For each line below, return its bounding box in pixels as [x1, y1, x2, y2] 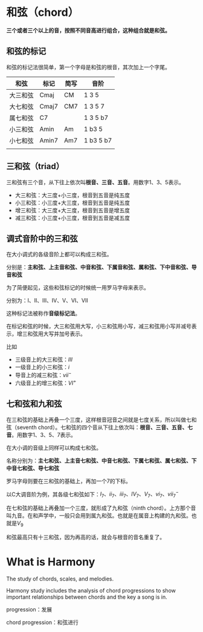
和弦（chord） [6, 5, 79, 19]
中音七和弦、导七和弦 [6, 464, 59, 471]
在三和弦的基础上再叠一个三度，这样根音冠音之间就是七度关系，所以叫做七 [6, 416, 192, 423]
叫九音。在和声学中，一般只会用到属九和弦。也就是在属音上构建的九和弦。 [6, 511, 192, 519]
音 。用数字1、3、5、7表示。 [6, 431, 77, 438]
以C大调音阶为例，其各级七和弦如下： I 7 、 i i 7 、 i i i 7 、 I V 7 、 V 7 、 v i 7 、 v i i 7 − [6, 489, 179, 499]
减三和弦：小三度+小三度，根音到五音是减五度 [14, 214, 130, 221]
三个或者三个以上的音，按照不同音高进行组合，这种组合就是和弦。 [6, 27, 170, 34]
